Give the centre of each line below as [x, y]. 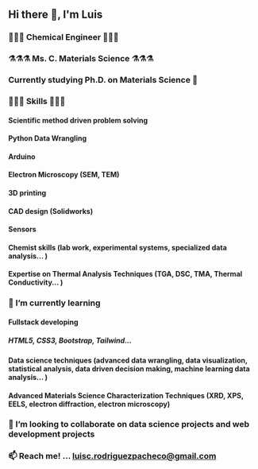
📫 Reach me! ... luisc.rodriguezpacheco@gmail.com [112, 456]
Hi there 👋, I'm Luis [56, 15]
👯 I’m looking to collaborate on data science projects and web [129, 424]
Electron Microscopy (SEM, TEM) [64, 175]
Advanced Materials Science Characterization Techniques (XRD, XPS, [126, 395]
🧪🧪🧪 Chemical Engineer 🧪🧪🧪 [64, 37]
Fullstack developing [43, 322]
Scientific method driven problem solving [78, 120]
